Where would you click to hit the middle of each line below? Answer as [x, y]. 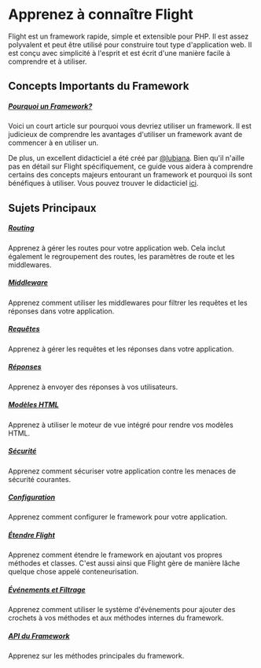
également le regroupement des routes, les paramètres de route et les [121, 256]
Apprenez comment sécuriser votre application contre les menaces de [122, 471]
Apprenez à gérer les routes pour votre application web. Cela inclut [117, 248]
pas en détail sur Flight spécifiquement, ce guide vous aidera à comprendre [130, 166]
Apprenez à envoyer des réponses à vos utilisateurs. [93, 387]
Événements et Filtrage [47, 590]
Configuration [32, 497]
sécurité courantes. [40, 479]
